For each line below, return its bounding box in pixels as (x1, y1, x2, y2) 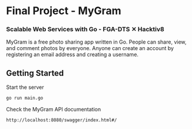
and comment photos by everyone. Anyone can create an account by (6, 45, 174, 52)
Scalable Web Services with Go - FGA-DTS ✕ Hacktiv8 (6, 25, 165, 34)
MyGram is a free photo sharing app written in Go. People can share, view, (6, 38, 187, 45)
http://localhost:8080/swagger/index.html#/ (6, 117, 117, 123)
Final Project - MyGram (6, 4, 122, 18)
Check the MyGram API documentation (6, 106, 101, 113)
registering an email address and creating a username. (6, 51, 139, 58)
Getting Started (6, 68, 64, 78)
